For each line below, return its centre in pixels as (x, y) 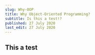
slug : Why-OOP (19, 9)
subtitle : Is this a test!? (34, 18)
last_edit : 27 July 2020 (30, 28)
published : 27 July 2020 (30, 23)
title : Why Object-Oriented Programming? (48, 14)
